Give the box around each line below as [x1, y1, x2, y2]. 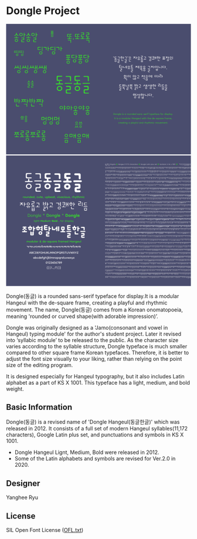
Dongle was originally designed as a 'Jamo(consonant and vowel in [6, 324, 168, 331]
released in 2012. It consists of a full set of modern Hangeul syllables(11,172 [6, 425, 188, 432]
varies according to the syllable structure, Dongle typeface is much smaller [6, 343, 188, 350]
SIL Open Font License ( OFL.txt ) [6, 527, 84, 534]
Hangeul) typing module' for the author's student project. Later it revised [6, 330, 182, 337]
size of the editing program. [6, 361, 73, 368]
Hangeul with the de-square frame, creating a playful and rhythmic [6, 299, 168, 306]
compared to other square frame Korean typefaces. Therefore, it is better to [6, 349, 189, 356]
